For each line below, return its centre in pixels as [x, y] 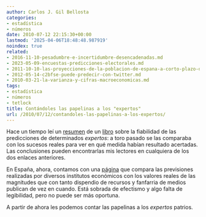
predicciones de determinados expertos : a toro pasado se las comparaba [99, 138]
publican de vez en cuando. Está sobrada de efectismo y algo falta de [94, 189]
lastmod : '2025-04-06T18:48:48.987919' [57, 40]
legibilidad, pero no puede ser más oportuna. [63, 196]
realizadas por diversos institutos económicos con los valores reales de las [101, 176]
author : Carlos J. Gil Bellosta [48, 12]
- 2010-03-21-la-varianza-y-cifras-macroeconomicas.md [78, 80]
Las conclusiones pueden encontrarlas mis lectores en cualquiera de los [98, 151]
